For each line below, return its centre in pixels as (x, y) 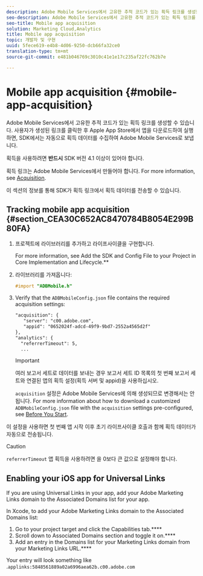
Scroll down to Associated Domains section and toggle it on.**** (95, 535)
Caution (16, 447)
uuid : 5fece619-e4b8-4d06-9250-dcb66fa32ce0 (63, 46)
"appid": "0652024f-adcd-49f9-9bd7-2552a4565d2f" (87, 327)
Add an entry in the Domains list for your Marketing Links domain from (102, 542)
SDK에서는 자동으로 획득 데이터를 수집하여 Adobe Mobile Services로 (101, 137)
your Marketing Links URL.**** (53, 549)
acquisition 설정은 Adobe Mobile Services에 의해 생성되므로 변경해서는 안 (105, 393)
